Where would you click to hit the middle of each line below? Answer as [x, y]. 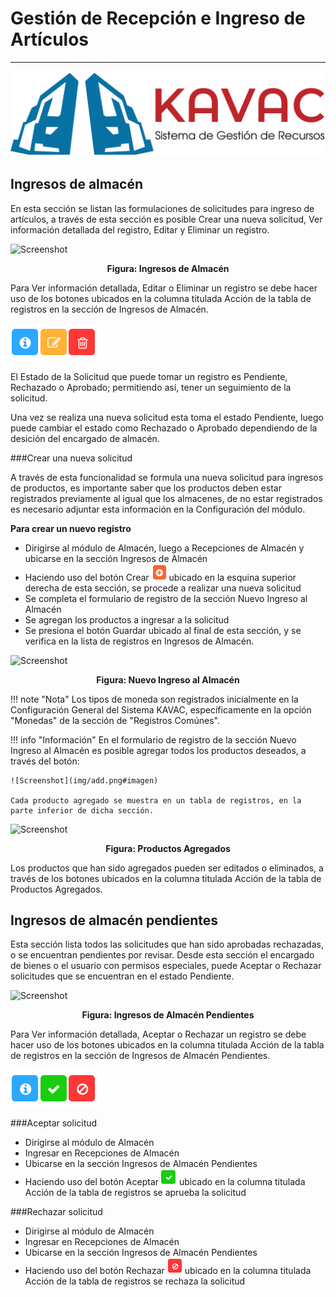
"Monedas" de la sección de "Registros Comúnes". [115, 720]
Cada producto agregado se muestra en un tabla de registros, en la [156, 800]
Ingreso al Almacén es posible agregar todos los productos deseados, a [158, 750]
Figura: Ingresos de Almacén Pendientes [168, 1015]
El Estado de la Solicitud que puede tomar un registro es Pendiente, [149, 376]
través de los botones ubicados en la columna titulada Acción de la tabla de [166, 878]
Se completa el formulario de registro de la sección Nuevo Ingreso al [166, 598]
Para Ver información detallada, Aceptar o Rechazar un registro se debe [158, 1034]
